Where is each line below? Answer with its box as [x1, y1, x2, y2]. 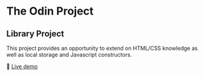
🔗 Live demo [6, 63, 38, 70]
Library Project [6, 29, 64, 39]
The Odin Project [6, 4, 94, 18]
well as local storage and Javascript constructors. [6, 51, 132, 58]
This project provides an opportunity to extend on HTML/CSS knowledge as [6, 44, 198, 52]
